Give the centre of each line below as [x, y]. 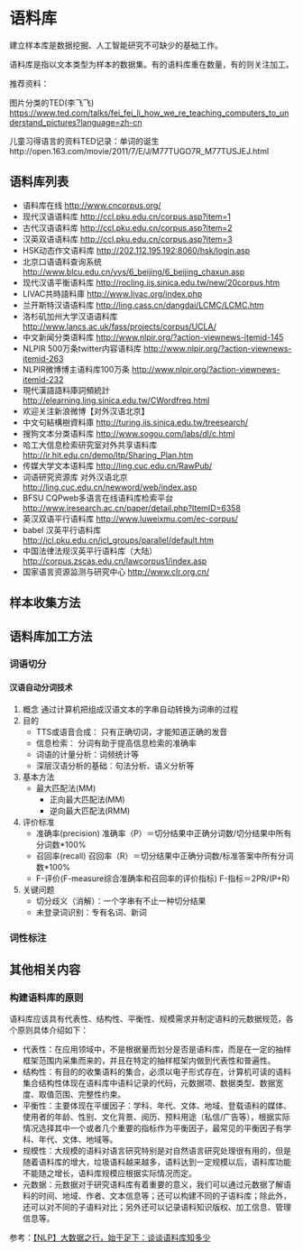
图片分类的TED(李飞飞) [52, 102]
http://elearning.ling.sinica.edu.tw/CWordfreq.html [116, 400]
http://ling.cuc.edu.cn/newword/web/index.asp [110, 487]
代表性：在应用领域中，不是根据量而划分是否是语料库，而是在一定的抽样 [156, 1049]
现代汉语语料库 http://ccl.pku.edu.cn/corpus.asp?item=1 [127, 216]
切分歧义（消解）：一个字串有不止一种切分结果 [121, 901]
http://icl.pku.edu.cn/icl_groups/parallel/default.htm [118, 540]
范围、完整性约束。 [90, 1095]
